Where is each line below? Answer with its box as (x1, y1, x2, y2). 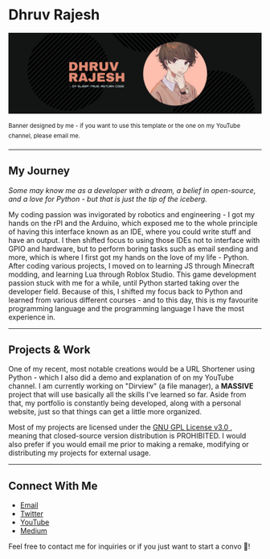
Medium (19, 526, 48, 536)
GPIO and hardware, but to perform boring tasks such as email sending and (8, 244, 259, 253)
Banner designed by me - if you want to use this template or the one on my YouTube (8, 122, 241, 130)
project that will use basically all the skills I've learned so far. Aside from (8, 390, 247, 400)
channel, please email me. (8, 132, 80, 140)
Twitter (19, 509, 44, 519)
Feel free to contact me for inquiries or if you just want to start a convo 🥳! (8, 541, 251, 552)
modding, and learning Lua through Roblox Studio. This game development (8, 269, 257, 279)
